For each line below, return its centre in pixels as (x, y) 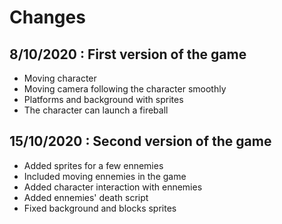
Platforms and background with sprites (103, 99)
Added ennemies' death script (86, 197)
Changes (47, 17)
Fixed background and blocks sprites (100, 208)
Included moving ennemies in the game (105, 176)
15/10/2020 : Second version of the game (140, 141)
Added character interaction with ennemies (113, 187)
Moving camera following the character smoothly (125, 89)
